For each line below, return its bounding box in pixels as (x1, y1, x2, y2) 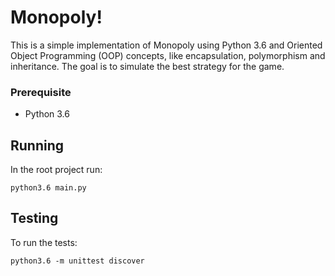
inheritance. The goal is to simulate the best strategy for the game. (10, 60, 285, 72)
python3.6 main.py (10, 183, 87, 193)
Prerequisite (10, 85, 72, 99)
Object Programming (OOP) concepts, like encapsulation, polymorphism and (10, 49, 326, 61)
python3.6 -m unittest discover (10, 256, 145, 266)
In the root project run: (10, 164, 103, 176)
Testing (10, 210, 59, 227)
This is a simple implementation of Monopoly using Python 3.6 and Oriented (10, 39, 323, 51)
